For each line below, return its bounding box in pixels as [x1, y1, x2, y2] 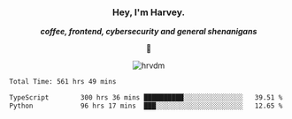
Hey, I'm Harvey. [111, 6, 186, 19]
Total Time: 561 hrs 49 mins [9, 78, 117, 86]
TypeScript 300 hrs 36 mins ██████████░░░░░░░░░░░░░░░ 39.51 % [9, 93, 283, 102]
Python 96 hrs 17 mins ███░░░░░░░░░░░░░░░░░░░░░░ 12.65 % [9, 101, 283, 111]
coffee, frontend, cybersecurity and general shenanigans [40, 26, 257, 37]
